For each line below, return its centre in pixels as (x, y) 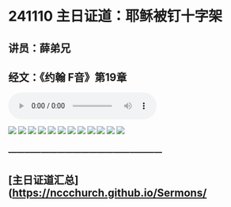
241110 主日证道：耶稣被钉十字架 (116, 16)
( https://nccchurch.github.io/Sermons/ (108, 192)
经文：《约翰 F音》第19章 (68, 77)
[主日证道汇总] (44, 180)
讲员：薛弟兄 (40, 48)
